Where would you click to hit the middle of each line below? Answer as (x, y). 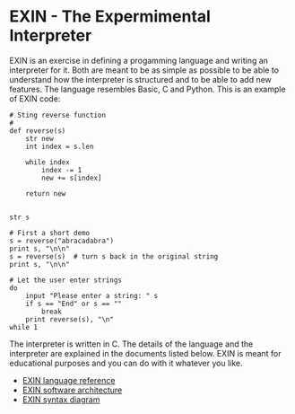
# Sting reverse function (57, 115)
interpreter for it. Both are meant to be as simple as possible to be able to (144, 70)
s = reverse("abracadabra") (62, 241)
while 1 (24, 327)
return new (46, 194)
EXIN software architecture (72, 390)
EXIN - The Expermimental (110, 17)
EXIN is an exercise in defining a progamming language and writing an (139, 60)
